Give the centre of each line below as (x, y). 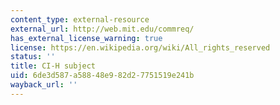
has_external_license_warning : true (86, 38)
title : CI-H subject (53, 66)
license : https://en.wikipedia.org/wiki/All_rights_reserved (140, 47)
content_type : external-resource (80, 19)
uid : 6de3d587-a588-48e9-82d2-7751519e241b (102, 76)
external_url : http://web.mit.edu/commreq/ (102, 29)
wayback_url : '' (44, 85)
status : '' (33, 57)
